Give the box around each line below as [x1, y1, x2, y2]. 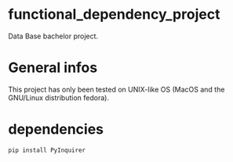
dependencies [8, 121, 104, 139]
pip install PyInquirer [8, 146, 86, 154]
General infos [8, 59, 98, 77]
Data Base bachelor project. [8, 31, 99, 41]
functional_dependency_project [8, 5, 220, 23]
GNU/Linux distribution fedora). [8, 92, 110, 103]
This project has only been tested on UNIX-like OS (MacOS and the [8, 85, 225, 94]
